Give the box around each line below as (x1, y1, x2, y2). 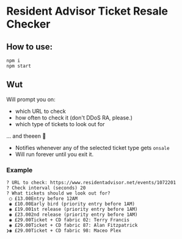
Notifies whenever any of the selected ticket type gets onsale (15, 144, 170, 151)
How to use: (6, 41, 53, 52)
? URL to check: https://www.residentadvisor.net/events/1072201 (6, 180, 176, 186)
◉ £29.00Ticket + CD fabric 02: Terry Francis (9, 217, 130, 223)
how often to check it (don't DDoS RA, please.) (15, 114, 133, 121)
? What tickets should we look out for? (6, 190, 111, 196)
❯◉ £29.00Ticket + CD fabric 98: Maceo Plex (6, 227, 122, 234)
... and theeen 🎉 (6, 132, 46, 140)
